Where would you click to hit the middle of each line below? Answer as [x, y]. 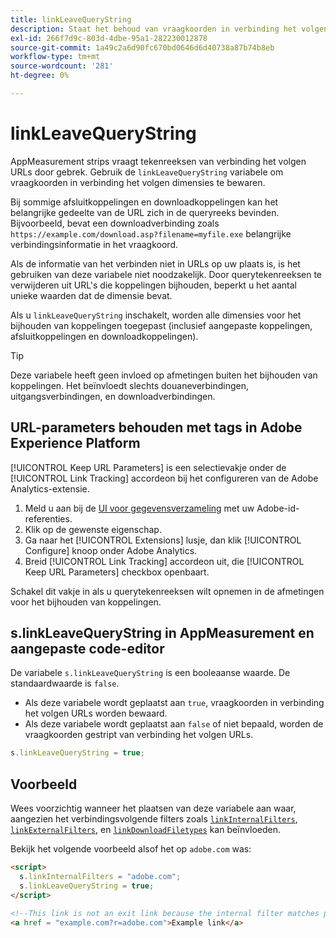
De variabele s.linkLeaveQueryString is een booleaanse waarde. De [150, 673]
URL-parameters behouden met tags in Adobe [156, 427]
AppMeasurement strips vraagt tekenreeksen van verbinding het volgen [158, 161]
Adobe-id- [278, 508]
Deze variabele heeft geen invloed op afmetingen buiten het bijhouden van [164, 375]
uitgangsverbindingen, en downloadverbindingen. [113, 396]
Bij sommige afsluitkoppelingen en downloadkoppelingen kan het [144, 202]
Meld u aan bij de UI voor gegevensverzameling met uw [139, 508]
